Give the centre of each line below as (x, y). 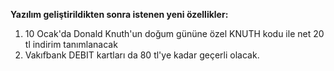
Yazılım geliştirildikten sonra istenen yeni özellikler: (119, 14)
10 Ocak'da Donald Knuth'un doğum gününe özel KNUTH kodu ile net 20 (174, 33)
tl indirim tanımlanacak (71, 44)
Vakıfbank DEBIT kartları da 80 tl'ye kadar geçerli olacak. (142, 55)
